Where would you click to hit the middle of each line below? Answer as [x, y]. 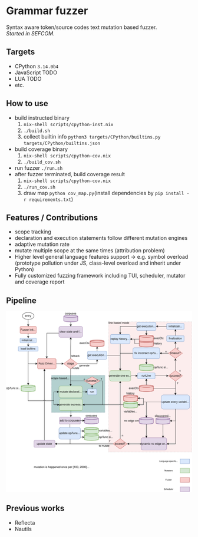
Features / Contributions [52, 217]
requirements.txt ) [51, 199]
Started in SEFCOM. [30, 33]
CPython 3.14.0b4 [37, 66]
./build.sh [37, 131]
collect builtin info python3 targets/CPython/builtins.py [92, 136]
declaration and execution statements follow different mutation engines [101, 238]
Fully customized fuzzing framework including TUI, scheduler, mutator [100, 276]
